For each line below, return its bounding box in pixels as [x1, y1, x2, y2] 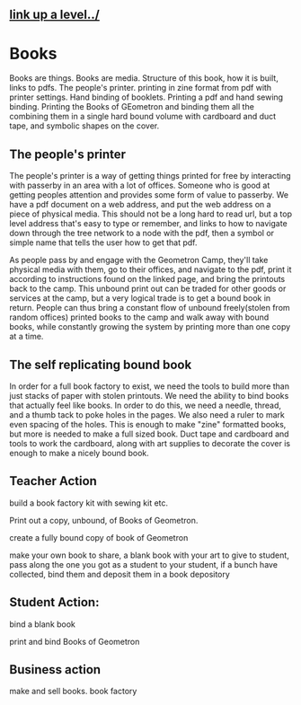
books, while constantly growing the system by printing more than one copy [9, 322, 291, 332]
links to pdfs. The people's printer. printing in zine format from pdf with [9, 83, 272, 93]
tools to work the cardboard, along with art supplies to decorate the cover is [9, 437, 290, 448]
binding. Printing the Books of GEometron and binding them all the [9, 101, 254, 112]
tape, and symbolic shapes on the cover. [9, 120, 160, 131]
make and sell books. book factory [9, 686, 137, 697]
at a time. [9, 331, 44, 342]
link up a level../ [9, 7, 101, 22]
